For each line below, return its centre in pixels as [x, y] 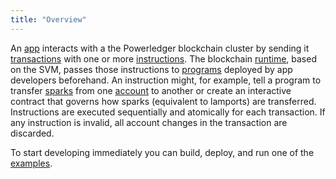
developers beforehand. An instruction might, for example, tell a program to [166, 80]
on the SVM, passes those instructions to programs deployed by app [151, 69]
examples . [31, 163]
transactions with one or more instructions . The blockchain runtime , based [163, 58]
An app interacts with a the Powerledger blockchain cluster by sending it [160, 48]
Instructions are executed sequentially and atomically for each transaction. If [168, 112]
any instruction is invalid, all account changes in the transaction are [149, 122]
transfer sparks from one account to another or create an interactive [151, 90]
